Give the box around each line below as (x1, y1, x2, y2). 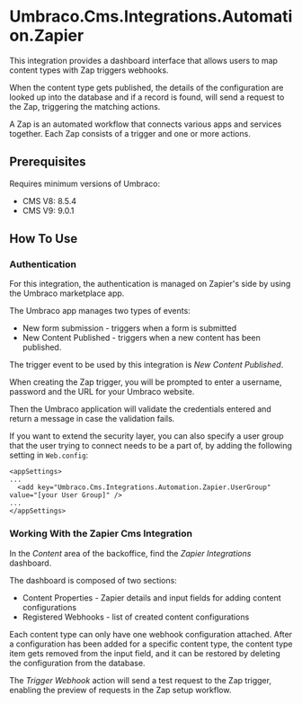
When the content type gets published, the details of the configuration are (9, 82, 284, 93)
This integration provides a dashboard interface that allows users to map (9, 55, 279, 66)
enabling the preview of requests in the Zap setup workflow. (9, 684, 232, 695)
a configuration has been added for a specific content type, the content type (9, 638, 294, 649)
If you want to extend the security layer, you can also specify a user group (9, 431, 285, 441)
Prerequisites (9, 155, 86, 170)
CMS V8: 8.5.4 (22, 195, 77, 206)
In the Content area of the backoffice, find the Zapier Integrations (9, 548, 252, 558)
